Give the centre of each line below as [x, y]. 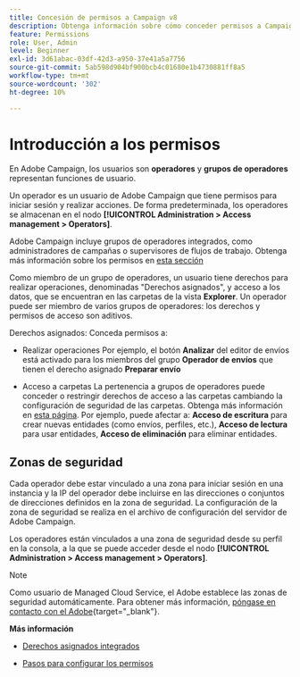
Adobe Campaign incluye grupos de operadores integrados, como [131, 241]
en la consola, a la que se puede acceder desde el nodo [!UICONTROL [139, 548]
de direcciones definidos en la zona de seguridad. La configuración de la [143, 503]
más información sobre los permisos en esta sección [106, 261]
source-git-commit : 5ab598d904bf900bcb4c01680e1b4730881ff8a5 [127, 68]
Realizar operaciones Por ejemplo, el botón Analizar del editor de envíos [156, 350]
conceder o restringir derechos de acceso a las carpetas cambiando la [152, 396]
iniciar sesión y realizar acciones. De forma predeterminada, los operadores [149, 205]
